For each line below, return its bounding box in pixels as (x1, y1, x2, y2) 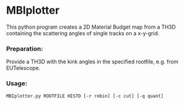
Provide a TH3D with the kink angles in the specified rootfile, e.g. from (6, 58, 179, 66)
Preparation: (6, 44, 43, 52)
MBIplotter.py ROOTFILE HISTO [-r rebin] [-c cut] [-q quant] (6, 93, 164, 99)
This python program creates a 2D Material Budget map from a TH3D (6, 23, 176, 30)
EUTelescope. (6, 64, 40, 72)
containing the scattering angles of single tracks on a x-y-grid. (6, 29, 160, 36)
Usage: (6, 79, 28, 88)
